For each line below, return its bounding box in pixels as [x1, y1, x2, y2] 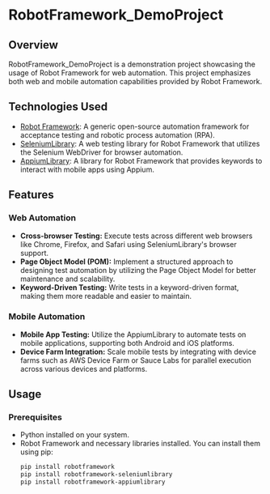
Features [8, 188, 54, 202]
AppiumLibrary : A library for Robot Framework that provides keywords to [19, 155, 263, 165]
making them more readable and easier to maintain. [19, 291, 192, 300]
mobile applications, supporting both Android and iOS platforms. [19, 338, 234, 347]
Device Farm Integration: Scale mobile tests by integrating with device [19, 347, 257, 356]
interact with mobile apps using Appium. [19, 164, 155, 174]
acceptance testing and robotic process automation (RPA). [19, 130, 216, 139]
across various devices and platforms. [19, 364, 148, 373]
